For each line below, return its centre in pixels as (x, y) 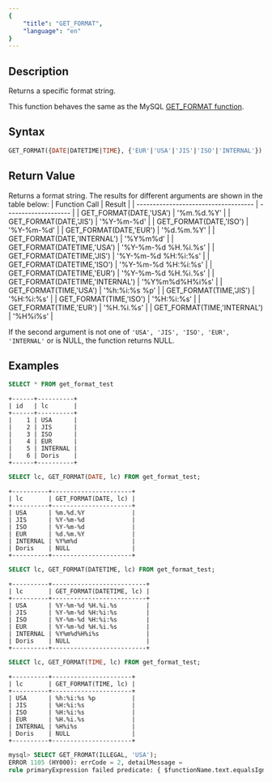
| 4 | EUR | (43, 442)
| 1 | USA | (43, 421)
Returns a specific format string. (62, 91)
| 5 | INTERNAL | (43, 449)
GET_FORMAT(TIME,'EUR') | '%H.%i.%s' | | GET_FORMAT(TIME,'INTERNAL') (136, 307)
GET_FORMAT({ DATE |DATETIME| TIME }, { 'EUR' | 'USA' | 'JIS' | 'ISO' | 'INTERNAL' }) (136, 151)
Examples (34, 365)
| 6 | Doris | (43, 456)
